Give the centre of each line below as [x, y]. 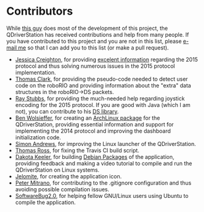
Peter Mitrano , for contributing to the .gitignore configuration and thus [103, 183]
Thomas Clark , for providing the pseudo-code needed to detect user [101, 79]
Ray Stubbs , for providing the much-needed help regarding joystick [100, 98]
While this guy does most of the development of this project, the [87, 28]
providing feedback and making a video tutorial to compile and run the [104, 163]
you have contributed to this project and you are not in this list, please [94, 41]
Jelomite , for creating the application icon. [68, 176]
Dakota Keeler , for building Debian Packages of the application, [95, 156]
